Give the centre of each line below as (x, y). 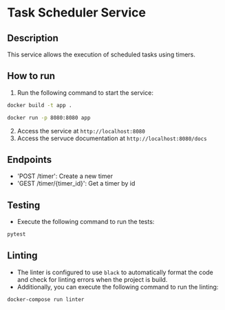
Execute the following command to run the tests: (86, 222)
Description (33, 38)
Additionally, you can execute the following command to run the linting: (118, 287)
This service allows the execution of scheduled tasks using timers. (101, 54)
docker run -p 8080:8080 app (49, 118)
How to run (31, 76)
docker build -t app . (40, 105)
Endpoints (30, 159)
